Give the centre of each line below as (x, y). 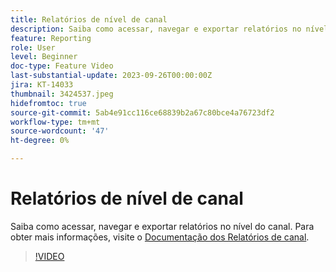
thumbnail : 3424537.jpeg (62, 94)
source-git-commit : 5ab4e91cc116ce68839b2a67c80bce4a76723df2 (142, 112)
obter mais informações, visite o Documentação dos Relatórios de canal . (160, 237)
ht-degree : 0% (40, 141)
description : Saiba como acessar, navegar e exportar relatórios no (156, 29)
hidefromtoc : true (48, 103)
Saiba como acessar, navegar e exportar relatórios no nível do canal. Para (162, 226)
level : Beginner (44, 57)
